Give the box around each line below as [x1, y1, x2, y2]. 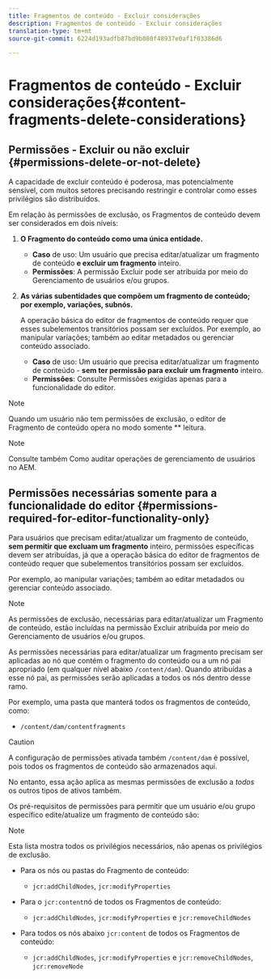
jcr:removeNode [32, 963, 83, 971]
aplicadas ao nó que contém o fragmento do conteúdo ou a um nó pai [8, 656, 241, 666]
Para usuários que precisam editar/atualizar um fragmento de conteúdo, [8, 533, 249, 543]
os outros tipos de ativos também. [8, 786, 122, 795]
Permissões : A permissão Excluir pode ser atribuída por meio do [32, 267, 248, 277]
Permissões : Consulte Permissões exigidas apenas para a [32, 374, 227, 384]
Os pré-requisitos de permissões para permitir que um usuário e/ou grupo [8, 802, 256, 812]
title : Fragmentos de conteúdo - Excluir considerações [8, 11, 201, 20]
